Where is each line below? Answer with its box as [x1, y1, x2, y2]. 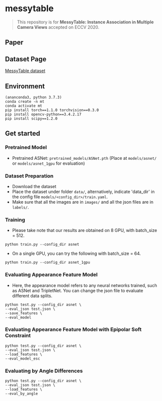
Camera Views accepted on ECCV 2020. [17, 24, 100, 30]
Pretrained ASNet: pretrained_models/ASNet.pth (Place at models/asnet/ [12, 155, 157, 161]
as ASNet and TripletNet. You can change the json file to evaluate [12, 287, 144, 293]
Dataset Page [5, 55, 47, 63]
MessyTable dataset [5, 68, 45, 74]
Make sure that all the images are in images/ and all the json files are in [12, 199, 154, 205]
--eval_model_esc [5, 356, 40, 361]
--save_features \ [5, 310, 42, 316]
